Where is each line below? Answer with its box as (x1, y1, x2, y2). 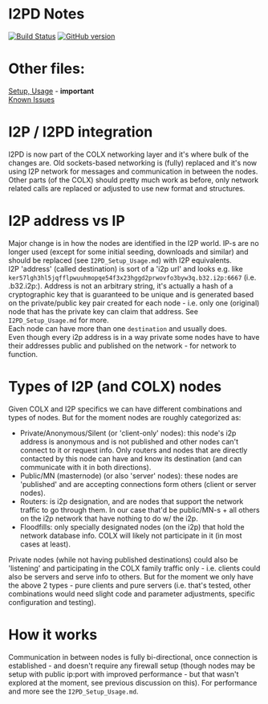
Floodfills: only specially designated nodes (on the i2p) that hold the (19, 522, 245, 531)
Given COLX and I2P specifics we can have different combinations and (8, 403, 242, 414)
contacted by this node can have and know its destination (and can (19, 453, 242, 463)
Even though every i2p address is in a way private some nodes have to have (8, 332, 260, 342)
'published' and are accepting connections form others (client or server (19, 479, 257, 489)
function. (8, 349, 39, 358)
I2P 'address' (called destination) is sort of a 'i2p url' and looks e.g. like (8, 264, 243, 273)
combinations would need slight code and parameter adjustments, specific (8, 588, 255, 599)
